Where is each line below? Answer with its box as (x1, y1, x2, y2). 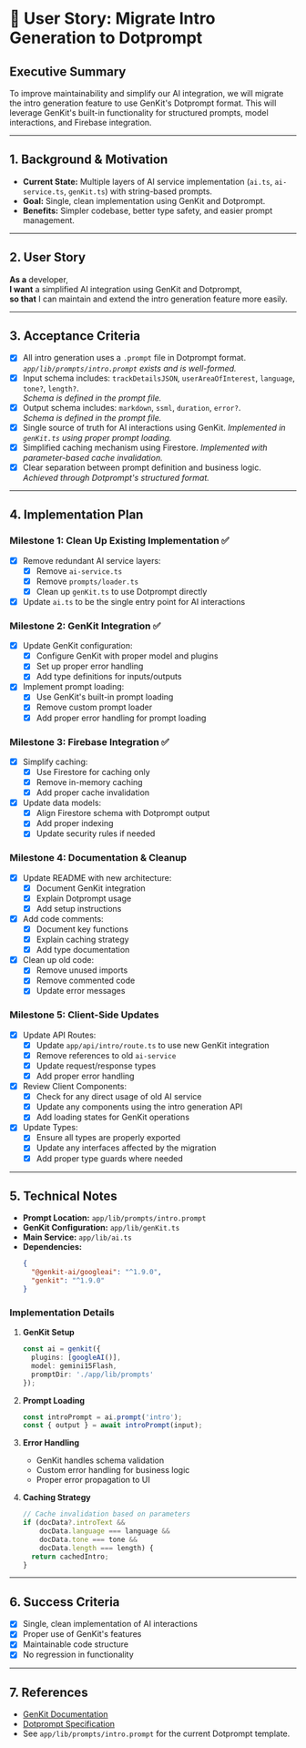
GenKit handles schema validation (36, 1455, 165, 1466)
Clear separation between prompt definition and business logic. (22, 462, 261, 473)
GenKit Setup (22, 1327, 75, 1338)
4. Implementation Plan (9, 507, 144, 523)
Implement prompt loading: (22, 681, 125, 692)
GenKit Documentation (22, 1709, 108, 1720)
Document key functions (36, 924, 129, 935)
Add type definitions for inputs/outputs (36, 671, 182, 682)
